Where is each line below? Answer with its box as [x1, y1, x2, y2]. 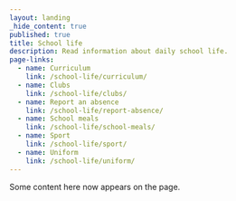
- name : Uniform [17, 148, 79, 157]
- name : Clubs [17, 81, 71, 90]
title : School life [9, 38, 83, 48]
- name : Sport [17, 131, 71, 140]
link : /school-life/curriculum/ [25, 72, 147, 81]
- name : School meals [17, 114, 99, 123]
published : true [9, 30, 71, 39]
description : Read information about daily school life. [9, 47, 229, 56]
